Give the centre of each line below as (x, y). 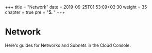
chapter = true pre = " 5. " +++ (35, 12)
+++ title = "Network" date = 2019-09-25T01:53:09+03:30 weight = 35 (76, 7)
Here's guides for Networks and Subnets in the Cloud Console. (68, 45)
